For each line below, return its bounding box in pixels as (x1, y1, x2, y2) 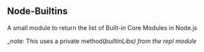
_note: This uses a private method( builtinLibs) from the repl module (7, 37, 197, 45)
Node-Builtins (7, 5, 68, 17)
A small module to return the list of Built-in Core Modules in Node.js (7, 23, 197, 31)
